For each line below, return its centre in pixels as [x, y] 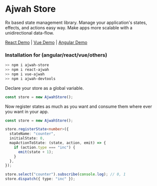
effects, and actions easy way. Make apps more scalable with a [69, 27]
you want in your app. [27, 111]
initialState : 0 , [27, 138]
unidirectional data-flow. [30, 33]
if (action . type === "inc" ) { [45, 147]
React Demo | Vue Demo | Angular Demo [46, 42]
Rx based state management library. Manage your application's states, [76, 22]
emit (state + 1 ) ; [36, 152]
